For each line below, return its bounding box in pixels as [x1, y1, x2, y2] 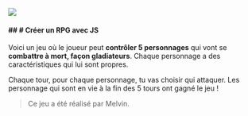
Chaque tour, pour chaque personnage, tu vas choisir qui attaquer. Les [8, 75, 240, 85]
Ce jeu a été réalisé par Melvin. [27, 99, 130, 109]
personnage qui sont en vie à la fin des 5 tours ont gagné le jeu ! [8, 83, 219, 93]
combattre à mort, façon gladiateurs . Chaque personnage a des [8, 52, 221, 61]
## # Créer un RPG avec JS [8, 25, 99, 35]
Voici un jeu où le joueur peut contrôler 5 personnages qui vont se [8, 43, 227, 52]
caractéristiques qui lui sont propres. [8, 60, 129, 69]
